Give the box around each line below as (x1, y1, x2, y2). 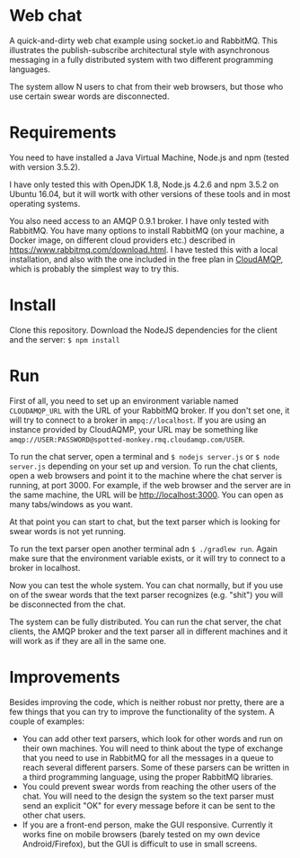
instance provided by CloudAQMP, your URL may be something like (9, 424, 259, 434)
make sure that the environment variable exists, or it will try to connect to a (9, 552, 286, 563)
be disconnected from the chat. (9, 599, 126, 610)
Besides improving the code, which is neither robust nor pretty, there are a (9, 696, 285, 707)
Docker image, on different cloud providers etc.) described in (9, 235, 235, 246)
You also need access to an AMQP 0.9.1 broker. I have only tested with (9, 215, 269, 226)
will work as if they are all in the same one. (9, 635, 167, 646)
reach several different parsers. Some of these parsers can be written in (22, 762, 290, 773)
